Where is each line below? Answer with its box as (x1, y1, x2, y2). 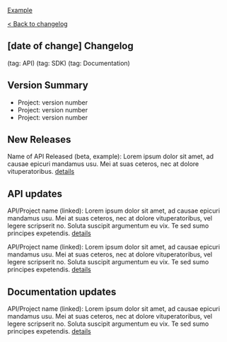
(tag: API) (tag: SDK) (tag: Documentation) (7, 59, 131, 67)
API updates (7, 187, 62, 200)
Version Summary (7, 79, 88, 91)
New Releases (7, 134, 71, 146)
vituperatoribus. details (7, 167, 75, 176)
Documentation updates (7, 285, 117, 297)
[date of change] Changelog (7, 40, 134, 52)
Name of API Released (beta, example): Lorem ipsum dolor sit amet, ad (7, 152, 214, 161)
